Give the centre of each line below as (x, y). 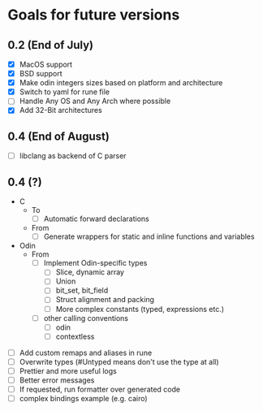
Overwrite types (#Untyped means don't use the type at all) (119, 361)
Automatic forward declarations (96, 219)
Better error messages (57, 380)
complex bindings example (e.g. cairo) (83, 399)
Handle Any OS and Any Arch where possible (95, 101)
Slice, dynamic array (90, 272)
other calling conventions (86, 318)
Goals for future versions (94, 15)
